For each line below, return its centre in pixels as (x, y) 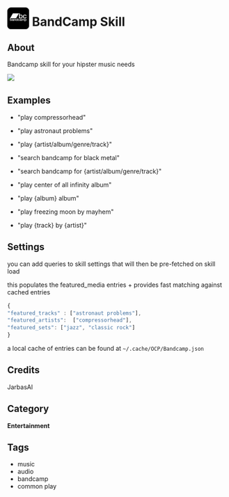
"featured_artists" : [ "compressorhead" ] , (70, 320)
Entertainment (29, 425)
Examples (29, 101)
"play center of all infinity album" (64, 184)
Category (28, 409)
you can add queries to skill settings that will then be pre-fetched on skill (111, 264)
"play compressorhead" (52, 117)
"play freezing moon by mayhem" (65, 212)
